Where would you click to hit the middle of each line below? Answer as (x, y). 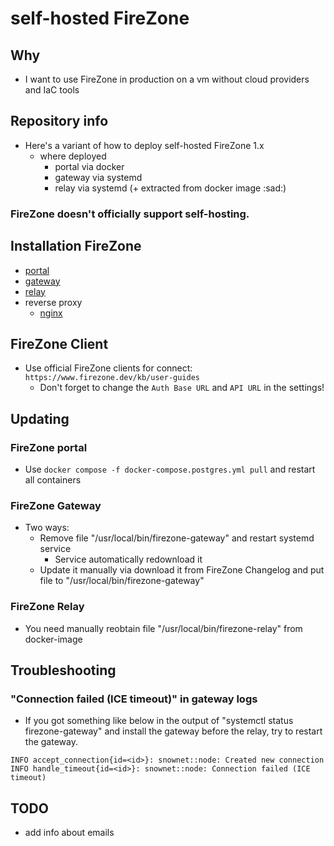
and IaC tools (52, 90)
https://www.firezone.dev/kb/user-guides (112, 378)
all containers (53, 480)
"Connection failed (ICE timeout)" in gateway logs (134, 699)
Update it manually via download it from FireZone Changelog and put (182, 570)
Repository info (59, 121)
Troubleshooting (63, 670)
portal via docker (89, 166)
